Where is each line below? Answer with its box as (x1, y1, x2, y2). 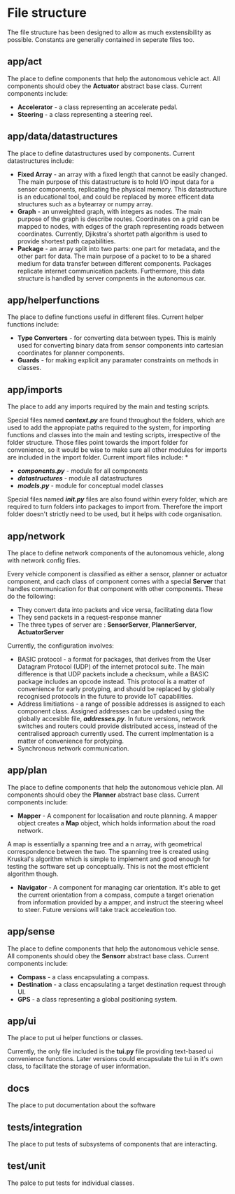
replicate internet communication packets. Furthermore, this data (17, 266, 205, 275)
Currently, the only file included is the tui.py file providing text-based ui (7, 1047, 213, 1056)
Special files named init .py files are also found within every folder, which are (7, 495, 228, 504)
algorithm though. (7, 869, 59, 878)
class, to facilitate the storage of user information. (7, 1062, 151, 1071)
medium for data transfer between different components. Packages (17, 259, 212, 267)
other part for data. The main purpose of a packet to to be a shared (17, 252, 211, 260)
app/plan (7, 765, 48, 776)
